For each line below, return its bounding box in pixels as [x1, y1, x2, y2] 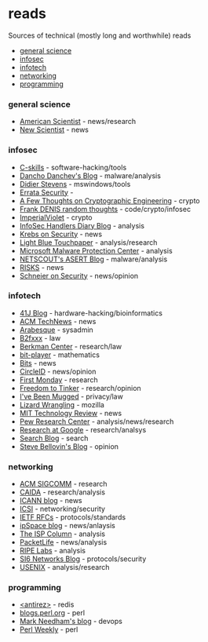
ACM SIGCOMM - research [19, 480, 108, 489]
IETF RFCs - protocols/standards [19, 513, 126, 522]
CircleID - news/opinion [19, 367, 97, 376]
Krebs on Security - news [19, 229, 103, 239]
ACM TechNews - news [19, 316, 97, 326]
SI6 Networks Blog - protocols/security [19, 554, 147, 564]
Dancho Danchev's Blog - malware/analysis [19, 170, 161, 181]
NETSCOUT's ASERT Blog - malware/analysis [19, 254, 168, 264]
